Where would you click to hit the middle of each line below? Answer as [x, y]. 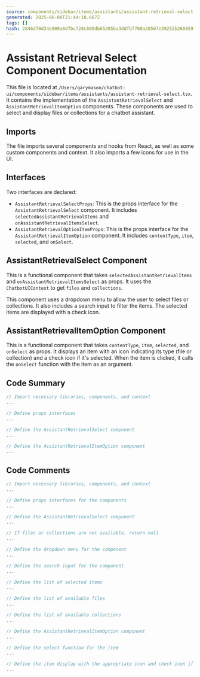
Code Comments [38, 470]
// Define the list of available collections [64, 615]
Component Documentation [77, 71]
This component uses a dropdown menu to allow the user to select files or [98, 299]
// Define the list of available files [56, 599]
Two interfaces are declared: [41, 192]
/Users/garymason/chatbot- [92, 88]
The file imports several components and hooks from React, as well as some [100, 146]
